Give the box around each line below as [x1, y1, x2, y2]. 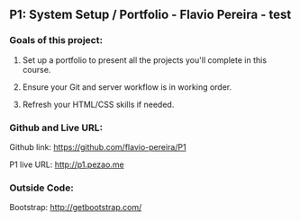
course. [22, 64, 51, 75]
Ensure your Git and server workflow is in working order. [22, 81, 232, 93]
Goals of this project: [9, 34, 104, 47]
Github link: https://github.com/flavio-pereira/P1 [9, 141, 186, 152]
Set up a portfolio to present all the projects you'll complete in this [22, 54, 268, 66]
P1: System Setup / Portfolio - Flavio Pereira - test [9, 7, 292, 22]
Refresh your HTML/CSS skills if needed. [22, 99, 175, 110]
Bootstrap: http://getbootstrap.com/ [9, 202, 142, 213]
